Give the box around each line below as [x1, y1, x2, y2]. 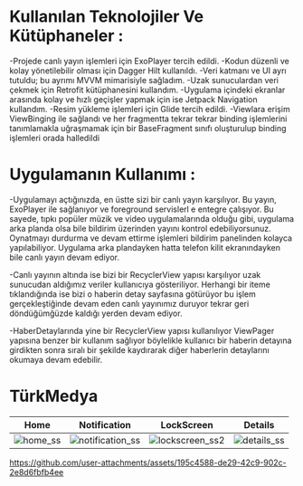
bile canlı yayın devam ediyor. [9, 252, 120, 262]
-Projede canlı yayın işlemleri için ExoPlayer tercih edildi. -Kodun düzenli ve [9, 55, 289, 66]
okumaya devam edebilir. [9, 354, 103, 365]
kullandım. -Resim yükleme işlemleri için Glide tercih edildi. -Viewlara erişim [9, 103, 291, 114]
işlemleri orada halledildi [9, 132, 100, 143]
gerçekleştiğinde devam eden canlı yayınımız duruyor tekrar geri [9, 298, 250, 309]
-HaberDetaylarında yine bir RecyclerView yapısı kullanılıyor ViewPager [9, 325, 275, 336]
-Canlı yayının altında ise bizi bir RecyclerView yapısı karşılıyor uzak [9, 269, 261, 280]
